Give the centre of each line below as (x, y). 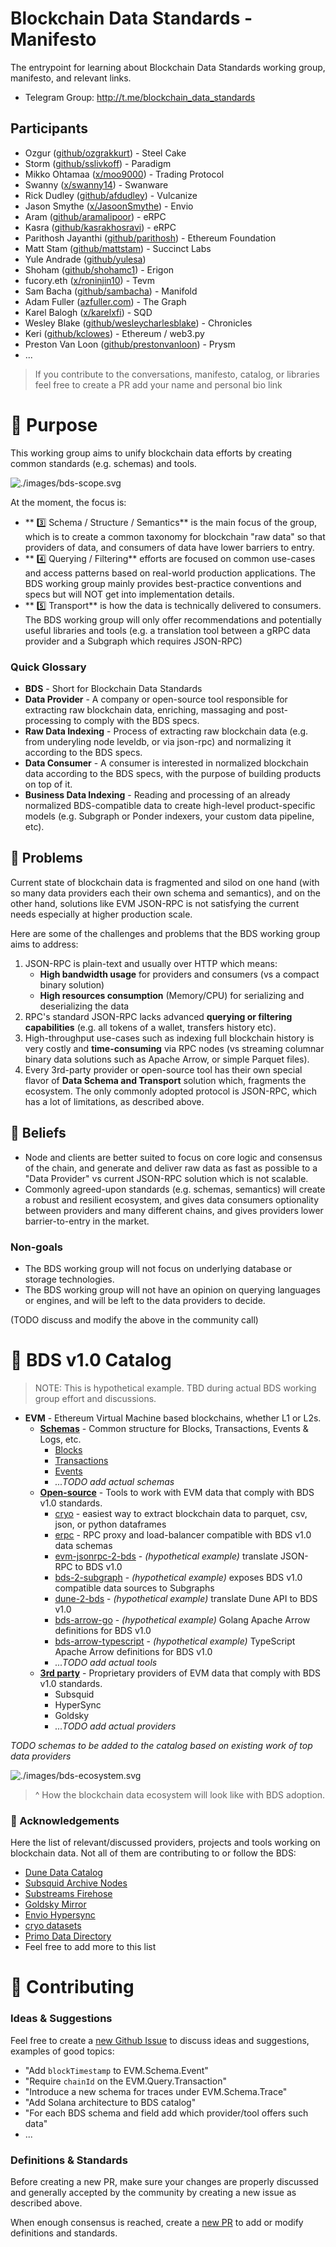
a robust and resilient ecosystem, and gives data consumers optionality (172, 1199)
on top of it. (48, 784)
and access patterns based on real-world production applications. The (170, 573)
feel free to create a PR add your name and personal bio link (158, 384)
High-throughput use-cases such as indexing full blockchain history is (169, 1038)
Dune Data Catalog (63, 1873)
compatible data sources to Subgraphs (134, 1588)
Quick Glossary (48, 667)
